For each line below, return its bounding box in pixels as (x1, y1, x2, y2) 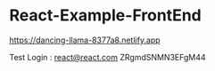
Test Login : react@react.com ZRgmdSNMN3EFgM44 (9, 51, 207, 62)
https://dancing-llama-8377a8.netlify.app (9, 35, 161, 45)
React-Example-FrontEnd (9, 5, 203, 26)
